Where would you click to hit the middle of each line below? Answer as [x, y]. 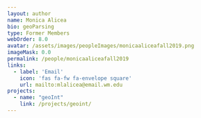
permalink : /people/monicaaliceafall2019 [68, 59]
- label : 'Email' [39, 71]
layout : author [29, 14]
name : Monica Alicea [37, 20]
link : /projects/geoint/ [56, 104]
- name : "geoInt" [39, 98]
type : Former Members [39, 33]
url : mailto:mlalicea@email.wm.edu [71, 85]
